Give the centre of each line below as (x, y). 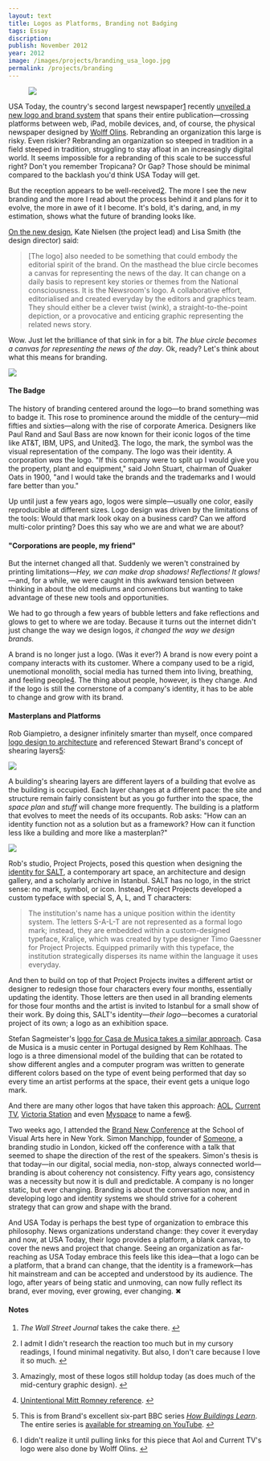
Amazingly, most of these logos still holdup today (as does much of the (137, 1376)
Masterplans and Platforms (55, 716)
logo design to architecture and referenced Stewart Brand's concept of (126, 742)
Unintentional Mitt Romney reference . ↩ (87, 1400)
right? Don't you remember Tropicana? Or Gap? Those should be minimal (129, 166)
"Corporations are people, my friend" (72, 546)
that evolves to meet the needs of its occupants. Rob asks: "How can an (127, 816)
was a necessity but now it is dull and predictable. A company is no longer (131, 1181)
